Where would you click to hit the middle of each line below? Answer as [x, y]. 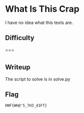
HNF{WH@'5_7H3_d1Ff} [26, 106]
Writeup [18, 67]
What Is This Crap [42, 9]
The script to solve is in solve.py [38, 79]
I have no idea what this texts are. [39, 23]
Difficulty [20, 38]
